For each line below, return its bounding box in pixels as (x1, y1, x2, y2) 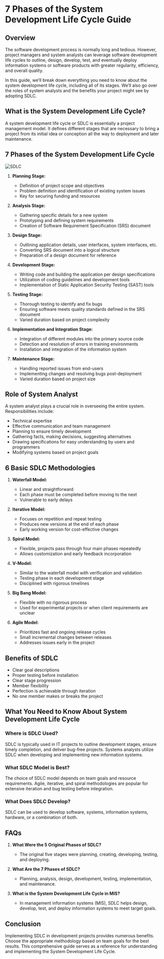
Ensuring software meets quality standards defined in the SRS (19, 306, 145, 312)
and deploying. (19, 857, 50, 863)
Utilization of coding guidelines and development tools (19, 276, 130, 282)
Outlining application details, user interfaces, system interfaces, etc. (19, 242, 158, 248)
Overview (5, 34, 36, 42)
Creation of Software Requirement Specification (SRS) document (19, 222, 151, 228)
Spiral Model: (12, 536, 40, 542)
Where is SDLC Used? (5, 730, 58, 737)
